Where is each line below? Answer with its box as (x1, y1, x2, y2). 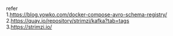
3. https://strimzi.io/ (6, 23, 52, 30)
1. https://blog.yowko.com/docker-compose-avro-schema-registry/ (6, 11, 167, 18)
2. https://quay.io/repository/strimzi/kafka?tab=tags (6, 17, 130, 24)
